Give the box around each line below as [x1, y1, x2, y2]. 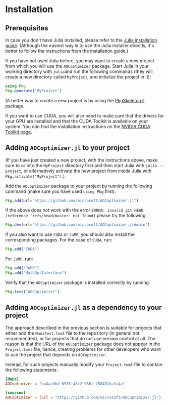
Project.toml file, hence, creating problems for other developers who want [5, 346, 161, 352]
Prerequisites [5, 24, 48, 32]
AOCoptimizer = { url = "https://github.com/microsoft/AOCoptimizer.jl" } [5, 395, 161, 400]
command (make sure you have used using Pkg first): [5, 188, 116, 194]
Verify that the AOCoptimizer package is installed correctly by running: [5, 279, 150, 286]
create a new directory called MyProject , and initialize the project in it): [5, 74, 151, 79]
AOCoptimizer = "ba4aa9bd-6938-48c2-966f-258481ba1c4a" [5, 381, 125, 386]
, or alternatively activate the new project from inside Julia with [21, 168, 152, 174]
